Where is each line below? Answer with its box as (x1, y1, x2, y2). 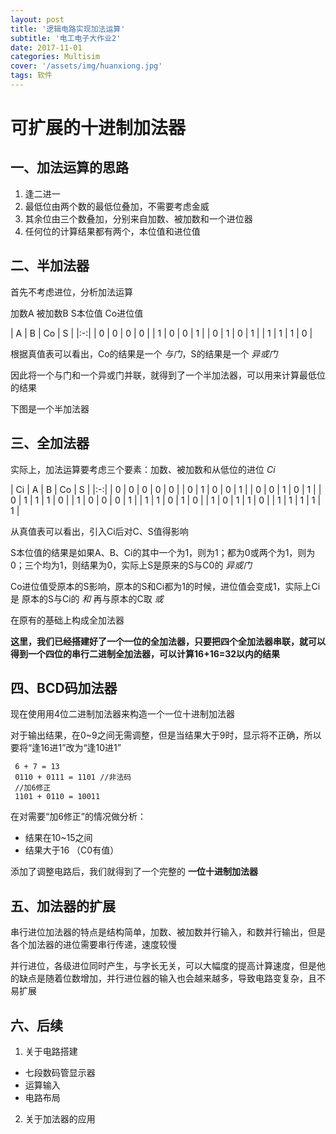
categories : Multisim (10, 52, 101, 62)
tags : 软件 (10, 71, 53, 81)
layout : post (10, 14, 65, 25)
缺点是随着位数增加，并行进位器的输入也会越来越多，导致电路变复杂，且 (18, 972, 317, 985)
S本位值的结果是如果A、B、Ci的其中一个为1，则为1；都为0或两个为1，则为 (10, 546, 316, 558)
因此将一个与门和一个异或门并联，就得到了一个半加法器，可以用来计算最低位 (10, 369, 326, 381)
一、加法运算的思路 (10, 159, 129, 176)
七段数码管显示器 (24, 1066, 96, 1078)
